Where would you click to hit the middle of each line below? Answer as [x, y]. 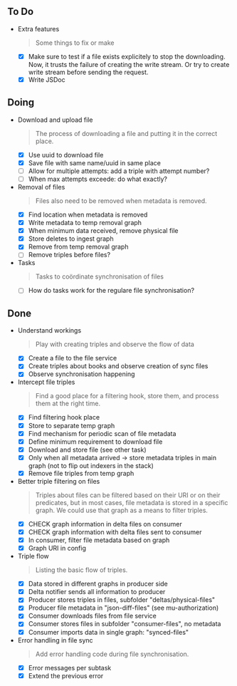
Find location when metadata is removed [88, 214]
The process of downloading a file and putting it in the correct [126, 133]
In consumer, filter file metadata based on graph [99, 540]
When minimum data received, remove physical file [104, 231]
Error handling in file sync [56, 640]
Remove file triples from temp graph [81, 473]
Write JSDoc [47, 79]
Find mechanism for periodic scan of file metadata [102, 433]
